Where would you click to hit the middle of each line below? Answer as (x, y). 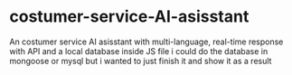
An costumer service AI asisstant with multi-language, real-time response (146, 42)
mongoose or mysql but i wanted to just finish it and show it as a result (141, 61)
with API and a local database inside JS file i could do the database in (139, 51)
